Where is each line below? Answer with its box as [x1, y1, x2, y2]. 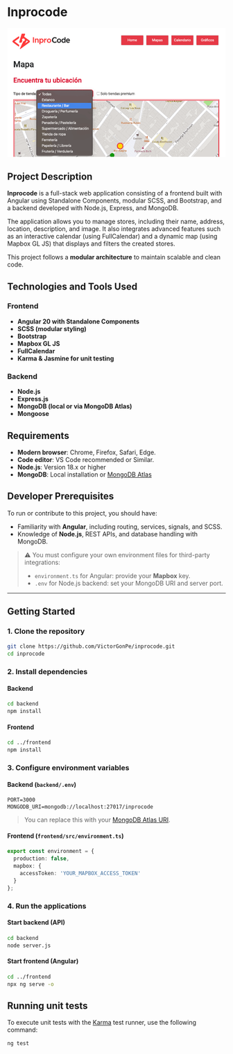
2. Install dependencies [7, 667, 88, 677]
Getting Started [7, 606, 76, 618]
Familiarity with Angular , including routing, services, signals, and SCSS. [17, 522, 223, 531]
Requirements [7, 429, 69, 442]
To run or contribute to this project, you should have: [7, 509, 157, 517]
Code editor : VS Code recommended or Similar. [17, 455, 155, 463]
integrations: [24, 558, 60, 566]
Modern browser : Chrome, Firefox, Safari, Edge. [17, 448, 156, 456]
